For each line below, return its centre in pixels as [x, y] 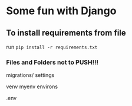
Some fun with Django [61, 11]
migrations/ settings [30, 75]
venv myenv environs [32, 86]
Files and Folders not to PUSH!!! [52, 62]
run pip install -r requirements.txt [52, 47]
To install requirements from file [66, 33]
